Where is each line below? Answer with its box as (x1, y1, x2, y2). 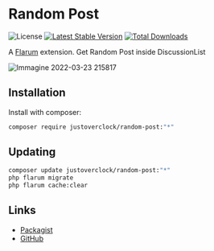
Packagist (19, 224, 54, 234)
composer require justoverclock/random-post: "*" (8, 122, 175, 131)
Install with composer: (8, 107, 82, 117)
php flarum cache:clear (8, 182, 88, 190)
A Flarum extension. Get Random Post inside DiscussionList (8, 47, 206, 56)
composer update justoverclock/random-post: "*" (8, 167, 171, 175)
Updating (8, 146, 56, 159)
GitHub (19, 233, 44, 243)
